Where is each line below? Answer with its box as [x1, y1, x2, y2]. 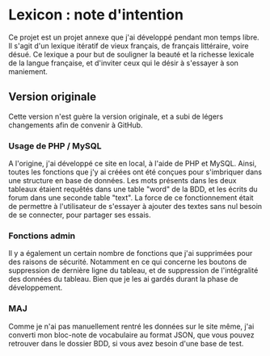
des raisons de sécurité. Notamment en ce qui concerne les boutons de [8, 257, 247, 267]
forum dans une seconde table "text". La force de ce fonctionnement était [8, 193, 254, 203]
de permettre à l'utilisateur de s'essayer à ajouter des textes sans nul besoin [8, 202, 263, 212]
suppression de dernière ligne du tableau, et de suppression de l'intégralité [8, 266, 259, 275]
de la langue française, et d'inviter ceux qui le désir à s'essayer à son [8, 58, 238, 68]
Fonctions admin [8, 230, 76, 241]
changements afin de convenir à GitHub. [8, 119, 143, 130]
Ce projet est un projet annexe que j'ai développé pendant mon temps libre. [8, 32, 260, 42]
